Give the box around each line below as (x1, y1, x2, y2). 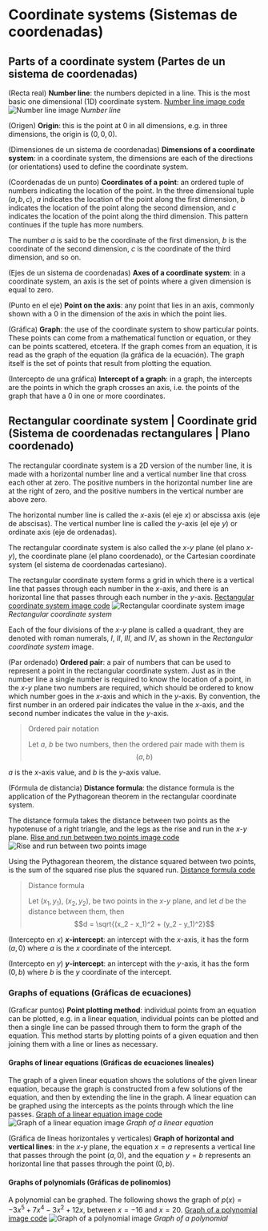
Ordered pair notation (27, 723, 99, 734)
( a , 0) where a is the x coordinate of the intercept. (8, 943, 172, 952)
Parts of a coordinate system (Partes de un (8, 54, 226, 68)
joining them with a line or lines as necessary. (8, 1039, 158, 1048)
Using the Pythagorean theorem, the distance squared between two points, (8, 856, 256, 866)
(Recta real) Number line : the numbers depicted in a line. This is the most (8, 88, 250, 98)
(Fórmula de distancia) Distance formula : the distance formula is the (8, 782, 234, 792)
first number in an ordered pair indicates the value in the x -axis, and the (8, 699, 245, 710)
